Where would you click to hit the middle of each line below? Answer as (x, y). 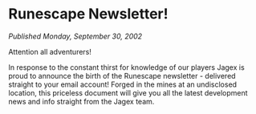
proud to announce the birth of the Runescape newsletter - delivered (122, 75)
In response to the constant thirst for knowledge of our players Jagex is (126, 67)
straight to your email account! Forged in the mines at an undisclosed (123, 84)
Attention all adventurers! (50, 51)
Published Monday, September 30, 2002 (75, 36)
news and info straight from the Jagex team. (81, 101)
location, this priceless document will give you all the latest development (128, 92)
